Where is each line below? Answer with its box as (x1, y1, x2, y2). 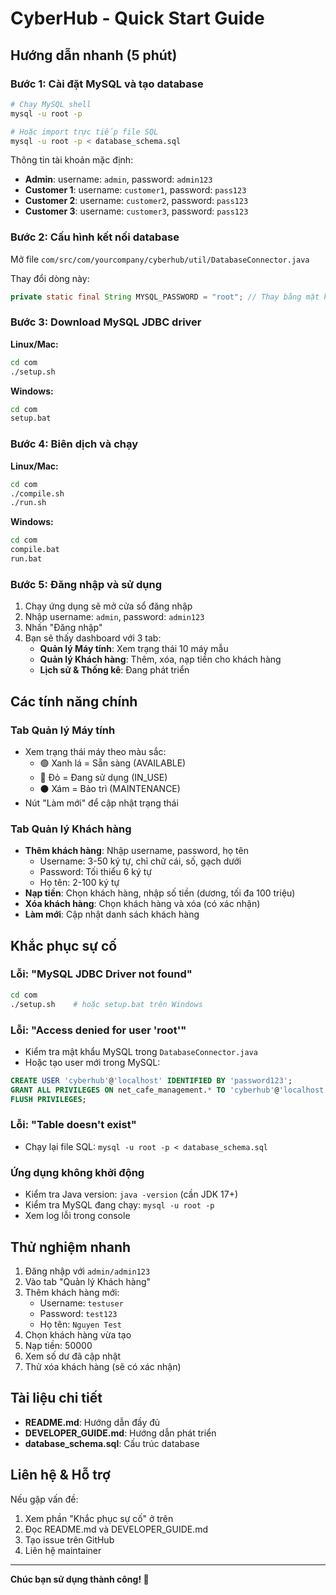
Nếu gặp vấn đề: (10, 1493, 79, 1505)
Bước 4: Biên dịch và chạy (10, 437, 139, 451)
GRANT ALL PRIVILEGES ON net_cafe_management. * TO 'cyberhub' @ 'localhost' (10, 1085, 329, 1095)
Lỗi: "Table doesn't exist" (10, 1118, 137, 1132)
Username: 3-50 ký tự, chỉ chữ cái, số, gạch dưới (39, 855, 242, 867)
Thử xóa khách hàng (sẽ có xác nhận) (24, 1360, 182, 1372)
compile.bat (10, 545, 60, 555)
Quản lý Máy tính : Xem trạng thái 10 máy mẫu (39, 643, 229, 655)
